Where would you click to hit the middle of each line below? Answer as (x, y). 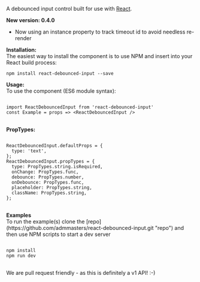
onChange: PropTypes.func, (45, 172)
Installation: (22, 50)
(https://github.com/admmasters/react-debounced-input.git (80, 228)
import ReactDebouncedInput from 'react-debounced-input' (80, 107)
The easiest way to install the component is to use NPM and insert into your (99, 56)
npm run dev (21, 256)
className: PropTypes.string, (49, 193)
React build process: (31, 63)
